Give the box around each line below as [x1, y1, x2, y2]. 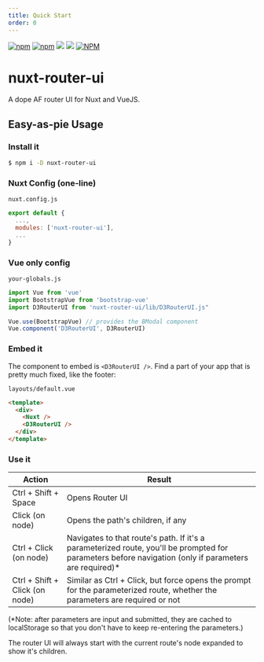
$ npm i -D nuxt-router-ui [8, 159, 97, 167]
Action [23, 474, 49, 485]
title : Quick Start [8, 11, 72, 20]
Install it [8, 141, 39, 152]
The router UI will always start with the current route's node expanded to [8, 638, 244, 648]
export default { [8, 209, 65, 217]
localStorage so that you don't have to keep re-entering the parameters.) [8, 623, 244, 633]
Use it [8, 454, 31, 465]
